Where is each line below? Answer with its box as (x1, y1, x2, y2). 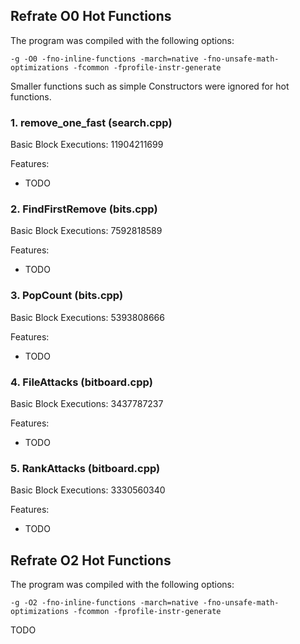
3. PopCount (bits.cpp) (10, 289, 124, 303)
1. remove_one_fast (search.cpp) (10, 115, 173, 129)
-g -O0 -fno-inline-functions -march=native (10, 54, 199, 64)
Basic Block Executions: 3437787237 (10, 398, 164, 409)
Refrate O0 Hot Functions (10, 8, 172, 25)
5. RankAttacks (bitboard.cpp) (10, 461, 161, 475)
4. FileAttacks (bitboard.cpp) (10, 375, 153, 389)
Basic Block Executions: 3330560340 (10, 484, 166, 496)
